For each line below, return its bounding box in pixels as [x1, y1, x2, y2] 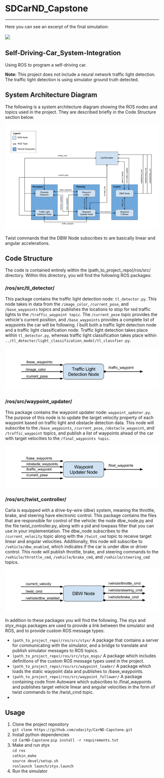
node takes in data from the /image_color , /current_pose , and [5, 301, 129, 307]
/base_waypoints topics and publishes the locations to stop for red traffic [5, 306, 151, 312]
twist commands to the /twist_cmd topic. [12, 689, 94, 695]
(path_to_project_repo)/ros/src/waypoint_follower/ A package [12, 673, 143, 679]
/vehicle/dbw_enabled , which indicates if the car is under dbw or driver [5, 544, 148, 549]
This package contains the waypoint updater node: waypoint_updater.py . [5, 409, 151, 415]
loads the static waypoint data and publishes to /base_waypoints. [12, 668, 144, 674]
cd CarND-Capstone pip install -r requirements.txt [12, 738, 119, 743]
